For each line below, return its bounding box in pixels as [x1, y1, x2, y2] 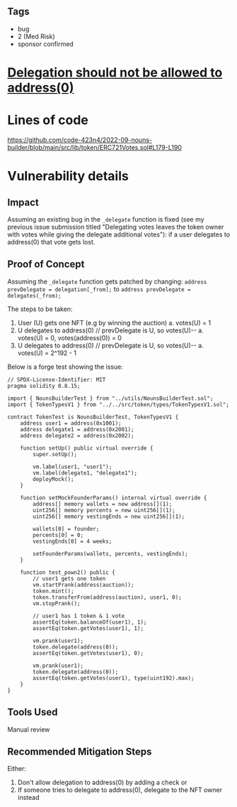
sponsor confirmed [17, 39, 74, 48]
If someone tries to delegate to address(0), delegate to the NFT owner [17, 786, 223, 794]
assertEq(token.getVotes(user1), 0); [33, 649, 144, 656]
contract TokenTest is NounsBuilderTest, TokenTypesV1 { [7, 413, 179, 421]
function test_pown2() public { [20, 568, 115, 576]
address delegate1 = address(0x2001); [20, 426, 134, 433]
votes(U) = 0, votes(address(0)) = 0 [17, 333, 122, 342]
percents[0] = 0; [33, 531, 83, 538]
